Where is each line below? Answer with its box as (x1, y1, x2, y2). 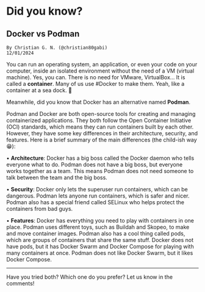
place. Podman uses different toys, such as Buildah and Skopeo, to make (6, 224, 190, 230)
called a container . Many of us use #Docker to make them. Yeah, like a (6, 80, 185, 87)
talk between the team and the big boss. (6, 174, 108, 181)
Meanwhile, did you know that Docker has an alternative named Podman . (6, 99, 191, 105)
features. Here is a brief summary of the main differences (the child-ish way (6, 136, 197, 143)
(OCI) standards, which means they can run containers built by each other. (6, 123, 194, 130)
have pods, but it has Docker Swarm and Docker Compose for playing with (6, 243, 194, 250)
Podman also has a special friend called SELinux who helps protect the (6, 199, 185, 205)
